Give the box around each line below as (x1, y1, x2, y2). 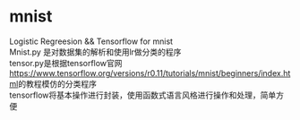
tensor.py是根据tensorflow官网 (9, 57, 123, 68)
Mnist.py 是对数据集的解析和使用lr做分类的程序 (9, 47, 182, 57)
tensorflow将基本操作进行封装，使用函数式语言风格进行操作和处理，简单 (9, 90, 277, 100)
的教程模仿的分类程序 (17, 78, 97, 89)
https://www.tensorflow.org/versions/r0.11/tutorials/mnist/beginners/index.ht (9, 67, 291, 78)
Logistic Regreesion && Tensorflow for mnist (9, 36, 173, 47)
